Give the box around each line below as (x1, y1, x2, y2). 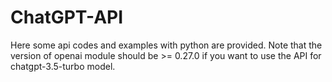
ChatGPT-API (10, 6, 124, 29)
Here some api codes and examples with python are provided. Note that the (10, 39, 323, 51)
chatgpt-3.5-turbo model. (10, 60, 116, 72)
